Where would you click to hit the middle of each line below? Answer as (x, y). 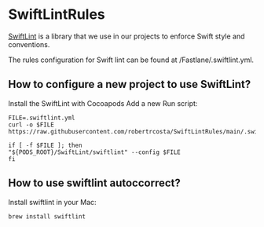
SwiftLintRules (57, 15)
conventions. (29, 44)
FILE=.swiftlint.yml (42, 118)
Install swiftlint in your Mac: (52, 202)
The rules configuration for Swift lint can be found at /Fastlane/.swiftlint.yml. (131, 60)
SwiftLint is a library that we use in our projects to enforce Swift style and (126, 36)
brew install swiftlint (47, 216)
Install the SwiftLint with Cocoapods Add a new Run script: (103, 103)
